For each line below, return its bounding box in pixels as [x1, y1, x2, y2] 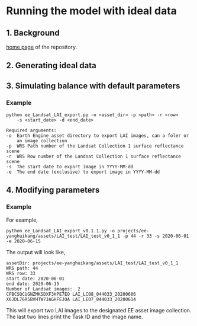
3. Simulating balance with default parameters [6, 81, 180, 91]
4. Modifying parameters [6, 185, 100, 195]
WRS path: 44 [6, 265, 38, 271]
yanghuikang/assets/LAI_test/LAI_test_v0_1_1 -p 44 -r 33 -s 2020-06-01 [6, 233, 189, 239]
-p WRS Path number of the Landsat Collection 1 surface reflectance [6, 143, 184, 149]
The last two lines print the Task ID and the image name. [6, 313, 143, 320]
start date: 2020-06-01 [6, 276, 65, 282]
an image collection [17, 138, 67, 144]
